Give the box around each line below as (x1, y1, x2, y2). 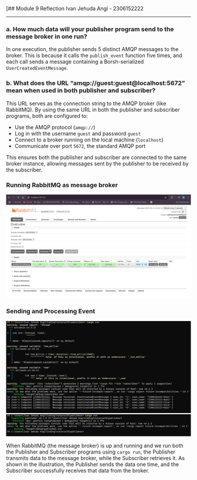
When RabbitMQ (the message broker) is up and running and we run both (6, 442, 184, 449)
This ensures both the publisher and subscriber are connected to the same (6, 154, 187, 161)
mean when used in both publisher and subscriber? (6, 86, 156, 94)
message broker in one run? (6, 32, 87, 40)
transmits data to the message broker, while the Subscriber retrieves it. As (6, 454, 185, 461)
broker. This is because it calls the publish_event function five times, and (6, 52, 183, 59)
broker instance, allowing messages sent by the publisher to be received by (6, 160, 189, 167)
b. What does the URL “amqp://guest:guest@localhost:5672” (6, 79, 185, 87)
